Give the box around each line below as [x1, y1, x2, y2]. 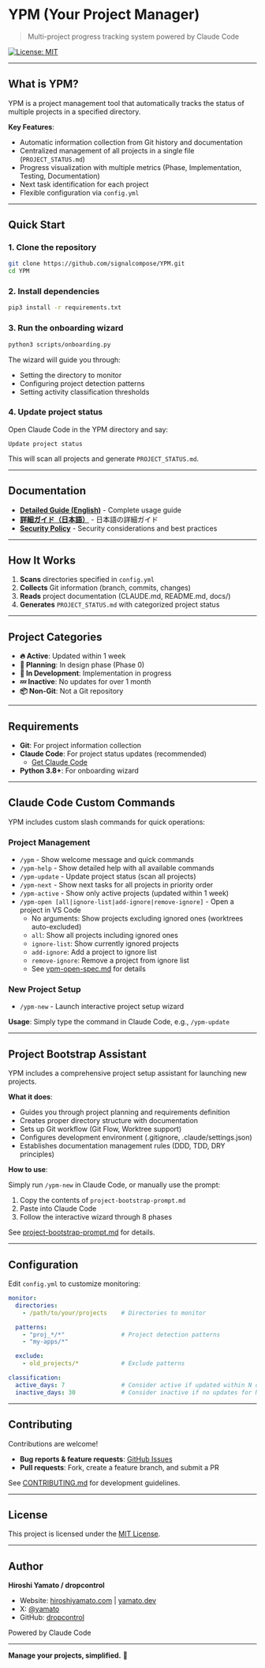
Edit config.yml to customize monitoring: [8, 1279, 140, 1288]
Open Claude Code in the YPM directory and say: [8, 425, 168, 434]
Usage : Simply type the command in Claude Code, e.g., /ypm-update [8, 1017, 230, 1027]
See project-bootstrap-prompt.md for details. [8, 1227, 155, 1237]
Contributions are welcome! [8, 1439, 99, 1448]
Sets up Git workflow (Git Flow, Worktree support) [19, 1125, 182, 1134]
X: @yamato [19, 1604, 60, 1614]
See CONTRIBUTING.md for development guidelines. [8, 1477, 181, 1488]
